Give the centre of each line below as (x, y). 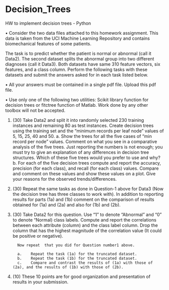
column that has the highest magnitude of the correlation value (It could (87, 231)
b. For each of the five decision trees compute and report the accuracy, (87, 163)
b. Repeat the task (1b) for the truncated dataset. (77, 258)
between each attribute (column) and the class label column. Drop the (85, 225)
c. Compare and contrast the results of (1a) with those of (85, 263)
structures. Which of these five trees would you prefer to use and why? (86, 158)
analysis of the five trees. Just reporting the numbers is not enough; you (88, 147)
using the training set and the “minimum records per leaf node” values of (88, 131)
